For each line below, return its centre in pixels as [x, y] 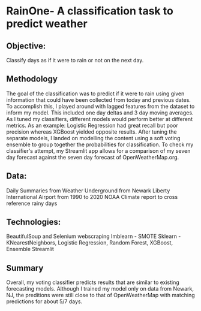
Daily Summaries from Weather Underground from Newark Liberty [88, 191]
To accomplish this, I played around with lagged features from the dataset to [100, 106]
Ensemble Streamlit [30, 249]
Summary [25, 268]
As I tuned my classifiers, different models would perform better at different [100, 119]
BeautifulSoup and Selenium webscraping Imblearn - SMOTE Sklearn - [94, 236]
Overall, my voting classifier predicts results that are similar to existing [93, 282]
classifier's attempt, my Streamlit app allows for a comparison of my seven [98, 150]
